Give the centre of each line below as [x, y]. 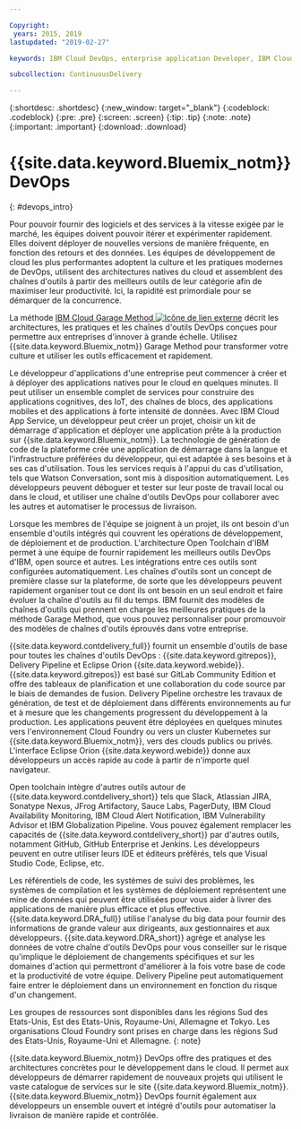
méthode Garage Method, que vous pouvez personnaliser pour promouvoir [148, 619]
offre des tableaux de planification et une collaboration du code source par [148, 684]
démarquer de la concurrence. [66, 300]
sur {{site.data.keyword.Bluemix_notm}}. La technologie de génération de [145, 440]
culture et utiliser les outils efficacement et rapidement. [111, 356]
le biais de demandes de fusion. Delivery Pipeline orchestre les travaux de [146, 694]
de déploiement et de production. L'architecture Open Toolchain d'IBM [139, 543]
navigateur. [30, 770]
